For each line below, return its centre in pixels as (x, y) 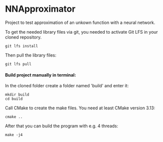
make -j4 (14, 135)
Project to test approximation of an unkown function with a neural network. (80, 22)
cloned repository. (23, 37)
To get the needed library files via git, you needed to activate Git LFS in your (81, 32)
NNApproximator (40, 9)
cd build (14, 99)
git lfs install (21, 46)
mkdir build (17, 95)
